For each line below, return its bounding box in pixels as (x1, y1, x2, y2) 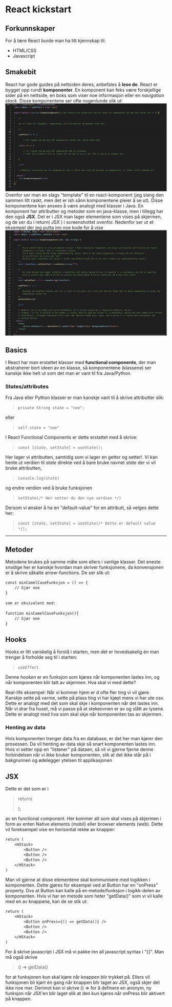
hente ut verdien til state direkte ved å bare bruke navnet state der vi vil (5, 459, 156, 466)
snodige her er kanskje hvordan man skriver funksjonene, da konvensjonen (5, 564, 164, 571)
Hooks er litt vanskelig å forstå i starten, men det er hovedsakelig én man (5, 648, 160, 655)
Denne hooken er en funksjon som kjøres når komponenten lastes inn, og (5, 674, 160, 680)
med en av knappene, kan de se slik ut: (5, 898, 88, 905)
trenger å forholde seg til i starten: (5, 654, 78, 660)
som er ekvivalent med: (5, 601, 56, 606)
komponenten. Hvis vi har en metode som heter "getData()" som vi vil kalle (5, 893, 163, 899)
